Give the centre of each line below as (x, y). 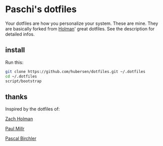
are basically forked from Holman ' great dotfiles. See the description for (80, 28)
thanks (16, 97)
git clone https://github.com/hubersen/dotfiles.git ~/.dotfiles (75, 71)
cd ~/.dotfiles (21, 76)
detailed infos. (20, 34)
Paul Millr (15, 129)
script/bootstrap (23, 81)
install (15, 50)
